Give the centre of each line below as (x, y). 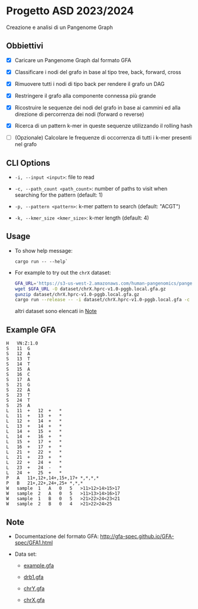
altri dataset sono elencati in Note (56, 311)
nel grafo (26, 144)
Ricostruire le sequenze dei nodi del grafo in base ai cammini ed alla (98, 107)
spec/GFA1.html (34, 542)
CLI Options (28, 163)
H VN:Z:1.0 (22, 344)
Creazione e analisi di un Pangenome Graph (60, 27)
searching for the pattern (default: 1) (59, 195)
